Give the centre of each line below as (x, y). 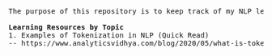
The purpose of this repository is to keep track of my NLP (130, 11)
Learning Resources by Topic (66, 27)
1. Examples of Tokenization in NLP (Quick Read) (109, 35)
